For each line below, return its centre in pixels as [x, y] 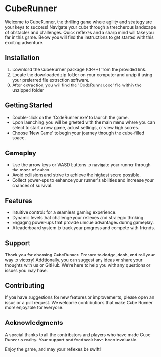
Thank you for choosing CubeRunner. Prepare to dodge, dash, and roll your [80, 255]
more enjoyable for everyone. [34, 307]
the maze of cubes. [31, 170]
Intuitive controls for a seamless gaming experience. [64, 212]
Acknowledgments [34, 323]
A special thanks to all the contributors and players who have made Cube [78, 334]
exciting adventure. [24, 42]
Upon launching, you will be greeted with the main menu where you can [83, 122]
